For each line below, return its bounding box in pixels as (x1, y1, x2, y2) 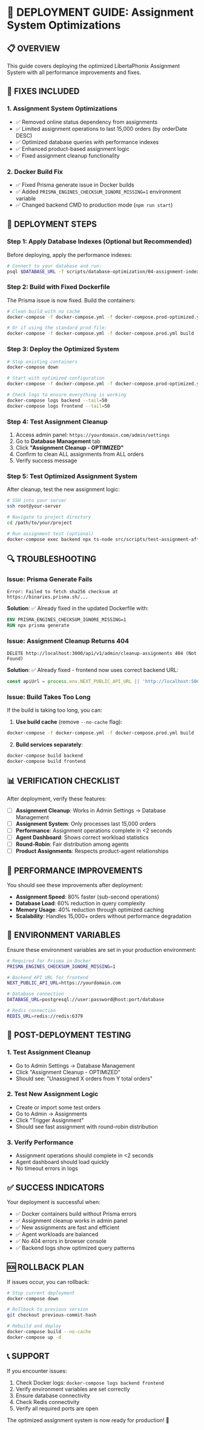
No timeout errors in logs (15, 1165, 78, 1172)
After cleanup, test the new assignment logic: (7, 486, 120, 493)
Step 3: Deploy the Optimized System (7, 345, 119, 353)
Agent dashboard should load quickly (15, 1159, 110, 1166)
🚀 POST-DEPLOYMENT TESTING (7, 1030, 131, 1040)
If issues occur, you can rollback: (7, 1278, 90, 1285)
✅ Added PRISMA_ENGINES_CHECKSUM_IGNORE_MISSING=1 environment (15, 188, 181, 195)
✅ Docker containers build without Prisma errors (15, 1210, 137, 1217)
